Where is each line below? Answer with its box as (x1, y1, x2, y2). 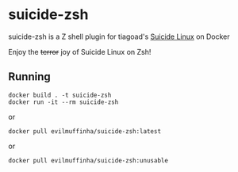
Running (8, 70, 52, 84)
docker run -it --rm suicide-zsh (8, 97, 119, 106)
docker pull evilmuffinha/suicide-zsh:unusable (8, 156, 169, 164)
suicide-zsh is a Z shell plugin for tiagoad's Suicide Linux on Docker (8, 32, 230, 41)
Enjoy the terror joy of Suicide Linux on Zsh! (8, 47, 152, 56)
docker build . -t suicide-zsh (8, 91, 112, 99)
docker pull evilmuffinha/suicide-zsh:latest (8, 127, 161, 136)
